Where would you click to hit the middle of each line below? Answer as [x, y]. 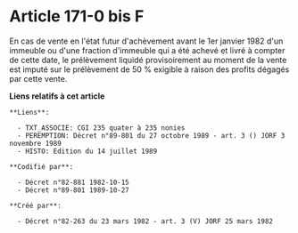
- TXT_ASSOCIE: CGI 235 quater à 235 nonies [101, 128]
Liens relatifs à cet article [57, 96]
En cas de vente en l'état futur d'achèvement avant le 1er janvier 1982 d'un [146, 41]
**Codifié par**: [41, 166]
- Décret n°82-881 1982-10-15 [73, 182]
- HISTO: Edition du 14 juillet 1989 [87, 151]
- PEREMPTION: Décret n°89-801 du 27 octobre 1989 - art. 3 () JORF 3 [151, 135]
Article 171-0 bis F [77, 16]
